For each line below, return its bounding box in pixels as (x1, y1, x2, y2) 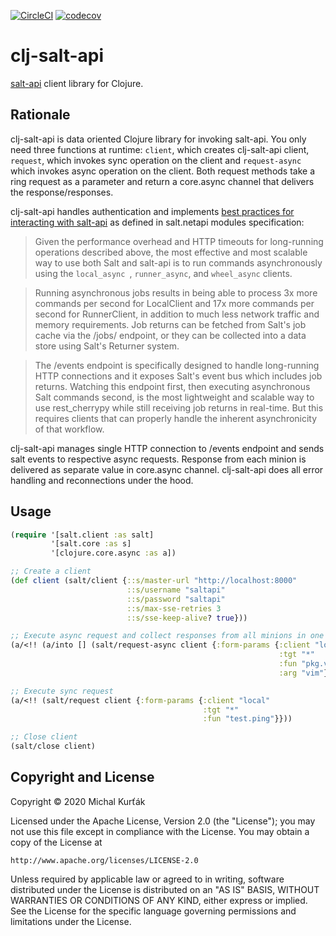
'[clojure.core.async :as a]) (50, 548, 177, 559)
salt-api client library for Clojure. (10, 77, 144, 89)
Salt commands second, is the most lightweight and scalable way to (34, 391, 315, 403)
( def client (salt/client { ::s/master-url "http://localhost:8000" (10, 576, 298, 586)
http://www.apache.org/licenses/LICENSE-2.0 (10, 855, 199, 865)
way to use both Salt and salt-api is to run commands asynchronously (34, 256, 323, 269)
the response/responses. (10, 186, 114, 198)
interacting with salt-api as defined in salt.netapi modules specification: (10, 216, 305, 228)
